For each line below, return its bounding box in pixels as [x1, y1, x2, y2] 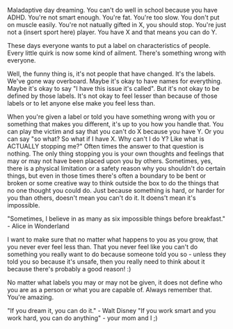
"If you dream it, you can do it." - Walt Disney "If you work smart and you [7, 307, 216, 314]
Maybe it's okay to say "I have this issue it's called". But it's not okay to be [7, 85, 220, 92]
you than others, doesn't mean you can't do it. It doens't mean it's [7, 194, 196, 202]
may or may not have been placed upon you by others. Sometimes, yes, [7, 157, 214, 165]
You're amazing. [7, 293, 54, 301]
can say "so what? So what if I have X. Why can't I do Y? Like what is [7, 135, 204, 143]
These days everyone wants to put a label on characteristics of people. [7, 42, 211, 49]
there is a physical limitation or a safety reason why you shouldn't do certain [7, 164, 226, 172]
